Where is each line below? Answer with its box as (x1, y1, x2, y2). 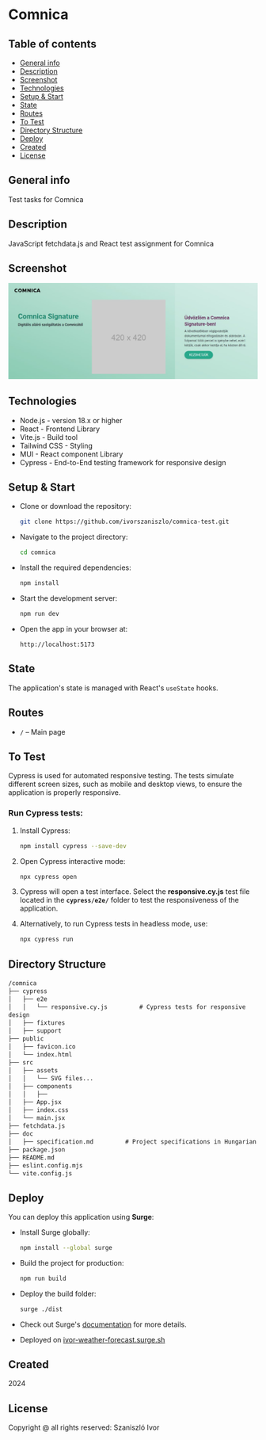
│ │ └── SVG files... (8, 1075, 93, 1083)
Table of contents (8, 37, 97, 51)
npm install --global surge (19, 1243, 112, 1251)
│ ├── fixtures (8, 1019, 66, 1027)
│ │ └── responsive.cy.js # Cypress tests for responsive (8, 1003, 246, 1011)
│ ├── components (8, 1083, 73, 1091)
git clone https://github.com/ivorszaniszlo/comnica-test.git (19, 518, 230, 526)
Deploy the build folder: (19, 1289, 97, 1298)
